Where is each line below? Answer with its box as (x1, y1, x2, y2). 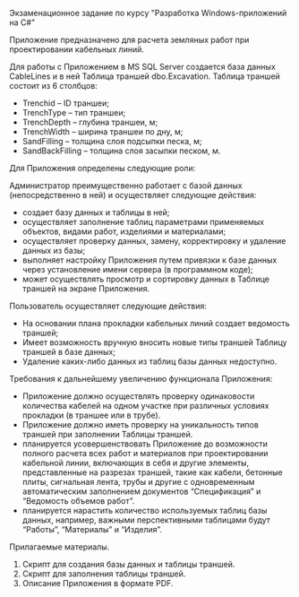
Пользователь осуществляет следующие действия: (9, 300, 208, 311)
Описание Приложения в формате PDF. (21, 578, 174, 588)
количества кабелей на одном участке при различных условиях (21, 401, 269, 411)
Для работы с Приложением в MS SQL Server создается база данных (9, 62, 276, 72)
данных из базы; (21, 246, 86, 255)
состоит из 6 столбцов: (9, 81, 98, 91)
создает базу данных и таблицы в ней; (21, 207, 170, 218)
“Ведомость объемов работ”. (21, 496, 135, 506)
